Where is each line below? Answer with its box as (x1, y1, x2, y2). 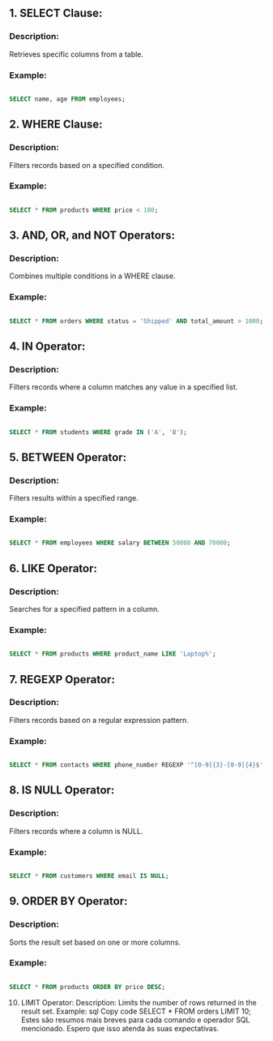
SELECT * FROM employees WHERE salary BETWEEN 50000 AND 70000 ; (9, 539, 231, 547)
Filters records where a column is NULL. (9, 826, 143, 836)
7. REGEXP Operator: (9, 673, 116, 686)
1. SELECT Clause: (9, 6, 103, 20)
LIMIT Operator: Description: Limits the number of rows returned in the (20, 997, 258, 1007)
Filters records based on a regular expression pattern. (9, 715, 190, 725)
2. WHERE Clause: (9, 118, 104, 131)
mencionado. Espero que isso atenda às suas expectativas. (20, 1023, 220, 1033)
